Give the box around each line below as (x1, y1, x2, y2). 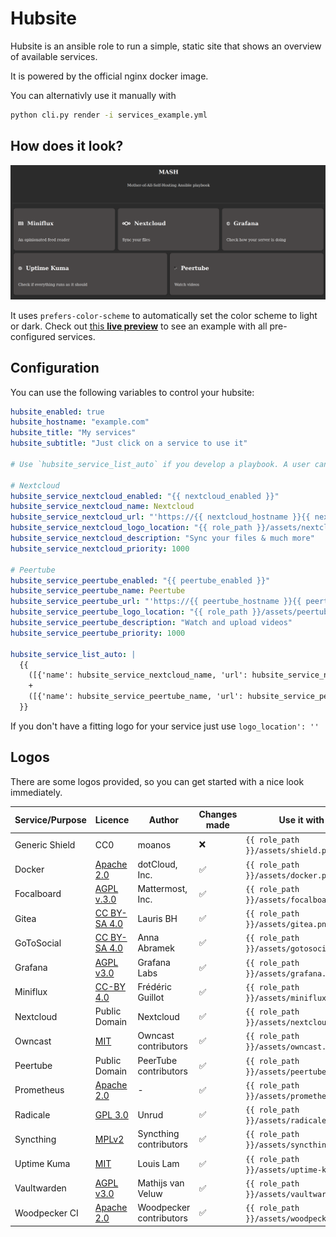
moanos (137, 838, 172, 851)
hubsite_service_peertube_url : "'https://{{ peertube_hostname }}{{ (10, 597, 302, 607)
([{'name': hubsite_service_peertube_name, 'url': (28, 692, 244, 702)
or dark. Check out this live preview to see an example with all (10, 320, 268, 332)
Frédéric (137, 980, 172, 992)
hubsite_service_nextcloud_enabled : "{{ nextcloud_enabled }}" (10, 491, 280, 501)
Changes (198, 808, 238, 821)
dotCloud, (137, 858, 178, 870)
